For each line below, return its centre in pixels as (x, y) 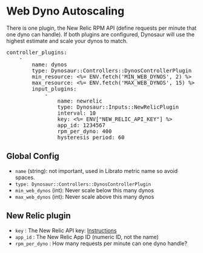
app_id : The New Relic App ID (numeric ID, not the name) (87, 237)
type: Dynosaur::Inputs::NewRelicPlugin (118, 107)
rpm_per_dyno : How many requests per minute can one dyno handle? (101, 243)
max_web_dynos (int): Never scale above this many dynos (85, 197)
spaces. (25, 177)
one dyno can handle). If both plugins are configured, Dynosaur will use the (101, 34)
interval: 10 (77, 113)
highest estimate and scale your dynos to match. (67, 41)
